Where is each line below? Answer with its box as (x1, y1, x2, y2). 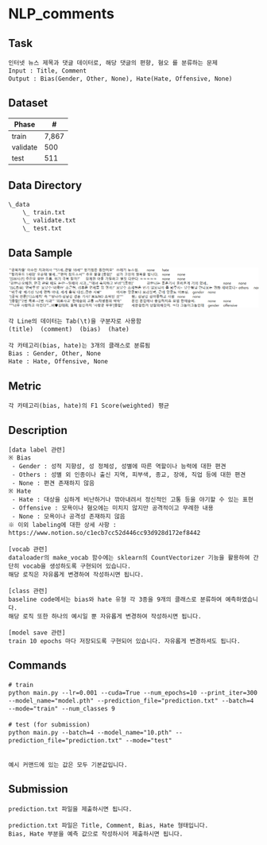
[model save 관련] (8, 629, 66, 637)
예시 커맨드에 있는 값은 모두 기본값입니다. (8, 761, 128, 769)
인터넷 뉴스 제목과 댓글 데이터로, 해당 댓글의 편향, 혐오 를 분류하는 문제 (8, 59, 219, 67)
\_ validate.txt (22, 216, 77, 225)
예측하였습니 (225, 595, 258, 604)
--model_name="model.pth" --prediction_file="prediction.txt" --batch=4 (8, 696, 254, 704)
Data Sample (8, 246, 73, 259)
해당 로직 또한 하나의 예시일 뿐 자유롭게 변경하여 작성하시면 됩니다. (8, 613, 202, 621)
